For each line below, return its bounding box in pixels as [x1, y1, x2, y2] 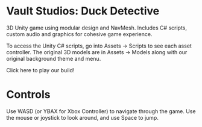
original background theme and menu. [6, 55, 101, 62]
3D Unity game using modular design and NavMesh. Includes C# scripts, [6, 24, 188, 31]
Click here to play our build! [6, 66, 75, 73]
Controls [6, 88, 51, 102]
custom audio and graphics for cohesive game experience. [6, 30, 153, 37]
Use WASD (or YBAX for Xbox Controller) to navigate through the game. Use [6, 107, 196, 115]
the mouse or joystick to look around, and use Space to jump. [6, 114, 159, 121]
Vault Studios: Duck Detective [6, 4, 160, 18]
